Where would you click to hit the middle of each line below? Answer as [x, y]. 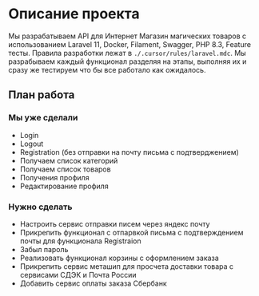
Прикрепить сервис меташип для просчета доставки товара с [127, 266]
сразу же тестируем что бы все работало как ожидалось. [107, 69]
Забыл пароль [44, 249]
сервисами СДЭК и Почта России [78, 274]
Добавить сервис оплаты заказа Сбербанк [94, 283]
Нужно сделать [40, 207]
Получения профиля [54, 177]
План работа [42, 95]
